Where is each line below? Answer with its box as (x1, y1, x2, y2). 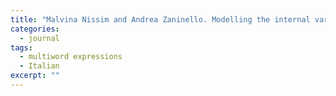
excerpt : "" (10, 71, 60, 81)
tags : (10, 42, 33, 53)
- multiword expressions (19, 52, 123, 62)
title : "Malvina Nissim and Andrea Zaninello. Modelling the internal (10, 14, 311, 25)
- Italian (19, 61, 60, 71)
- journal (19, 33, 60, 43)
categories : (10, 24, 60, 34)
